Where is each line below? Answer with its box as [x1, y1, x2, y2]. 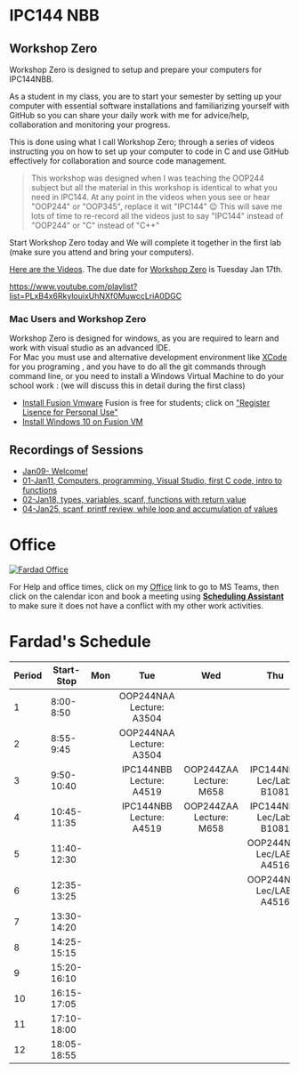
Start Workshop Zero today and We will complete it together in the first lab [9, 238, 282, 247]
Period [13, 669, 43, 682]
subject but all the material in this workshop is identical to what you [30, 182, 278, 192]
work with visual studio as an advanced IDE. [9, 343, 171, 353]
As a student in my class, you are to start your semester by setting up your [9, 91, 282, 101]
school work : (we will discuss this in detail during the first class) [9, 380, 246, 391]
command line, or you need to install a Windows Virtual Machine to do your [9, 371, 285, 382]
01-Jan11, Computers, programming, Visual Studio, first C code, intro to [21, 475, 283, 486]
